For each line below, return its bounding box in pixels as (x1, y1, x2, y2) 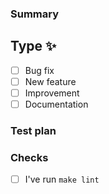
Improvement (24, 87, 80, 99)
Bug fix (24, 64, 55, 76)
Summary (10, 7, 60, 21)
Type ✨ (10, 38, 57, 55)
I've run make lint (24, 173, 100, 186)
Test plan (10, 123, 57, 137)
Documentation (24, 98, 89, 110)
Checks (10, 150, 49, 164)
